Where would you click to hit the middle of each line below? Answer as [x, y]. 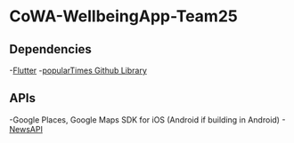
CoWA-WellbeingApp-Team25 [123, 16]
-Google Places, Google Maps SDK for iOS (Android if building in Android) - [147, 119]
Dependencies [50, 49]
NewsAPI [26, 129]
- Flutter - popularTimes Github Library [78, 70]
